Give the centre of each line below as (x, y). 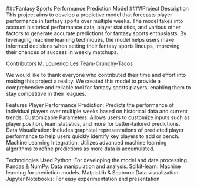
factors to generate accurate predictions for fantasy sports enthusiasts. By (96, 33)
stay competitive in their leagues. (46, 94)
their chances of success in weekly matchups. (62, 52)
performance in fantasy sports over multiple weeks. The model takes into (95, 21)
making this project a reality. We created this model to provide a (83, 81)
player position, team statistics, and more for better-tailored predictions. (93, 124)
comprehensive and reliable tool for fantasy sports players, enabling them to (98, 87)
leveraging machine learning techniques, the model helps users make (90, 40)
